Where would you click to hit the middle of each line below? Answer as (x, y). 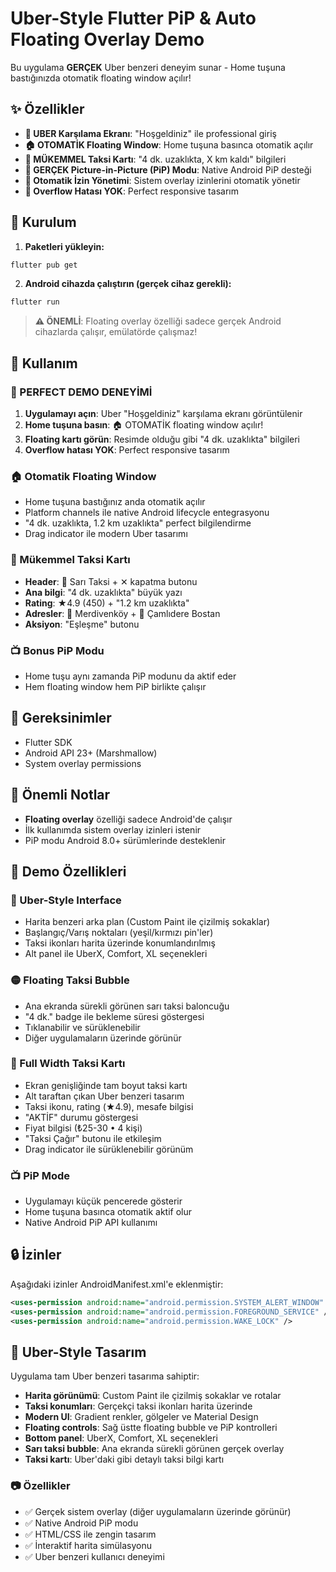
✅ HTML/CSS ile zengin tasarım (90, 1534)
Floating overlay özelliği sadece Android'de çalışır (128, 819)
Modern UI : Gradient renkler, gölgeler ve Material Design (141, 1417)
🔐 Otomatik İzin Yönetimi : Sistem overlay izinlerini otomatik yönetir (162, 180)
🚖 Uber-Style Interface (66, 900)
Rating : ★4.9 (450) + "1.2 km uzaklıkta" (107, 603)
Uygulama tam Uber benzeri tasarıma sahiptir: (105, 1376)
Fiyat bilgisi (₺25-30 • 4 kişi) (83, 1128)
